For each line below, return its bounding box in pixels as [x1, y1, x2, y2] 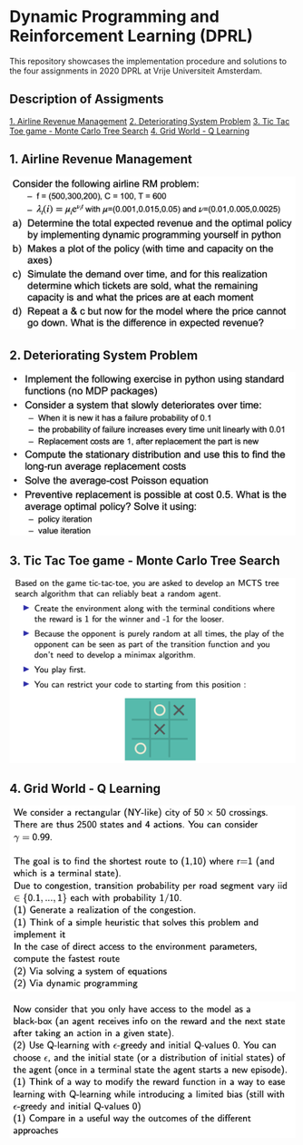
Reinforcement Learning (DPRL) [9, 25, 253, 46]
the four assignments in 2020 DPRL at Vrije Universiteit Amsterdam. [9, 65, 263, 76]
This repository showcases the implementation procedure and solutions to [9, 55, 288, 66]
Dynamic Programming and [9, 6, 220, 27]
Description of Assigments [9, 92, 164, 107]
